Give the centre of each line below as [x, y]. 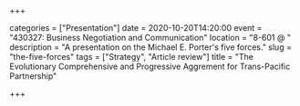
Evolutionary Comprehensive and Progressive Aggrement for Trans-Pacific [150, 66]
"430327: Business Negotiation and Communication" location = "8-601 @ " [150, 38]
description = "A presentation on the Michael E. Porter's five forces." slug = [150, 47]
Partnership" [33, 76]
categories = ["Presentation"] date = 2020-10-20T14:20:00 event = [136, 28]
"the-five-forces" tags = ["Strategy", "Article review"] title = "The [131, 57]
